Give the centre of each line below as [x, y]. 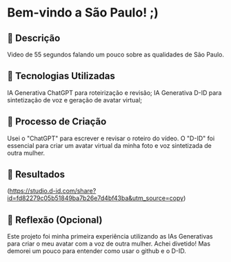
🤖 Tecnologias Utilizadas [61, 76]
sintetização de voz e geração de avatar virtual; [75, 100]
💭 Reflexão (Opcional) [55, 220]
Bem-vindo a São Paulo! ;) [83, 13]
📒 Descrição [34, 38]
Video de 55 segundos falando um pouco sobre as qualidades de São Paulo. [116, 54]
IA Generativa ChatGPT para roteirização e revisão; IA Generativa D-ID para [114, 92]
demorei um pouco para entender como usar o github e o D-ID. [97, 251]
